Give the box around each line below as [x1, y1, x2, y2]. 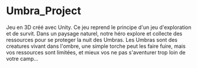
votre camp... [6, 55, 38, 62]
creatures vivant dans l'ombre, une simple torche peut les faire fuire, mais [6, 43, 186, 50]
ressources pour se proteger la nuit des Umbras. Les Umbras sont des [6, 36, 177, 43]
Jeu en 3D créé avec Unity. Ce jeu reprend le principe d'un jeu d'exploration [6, 24, 192, 31]
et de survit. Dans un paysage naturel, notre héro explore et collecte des [6, 30, 182, 37]
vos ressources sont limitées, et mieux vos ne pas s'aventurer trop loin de [6, 48, 186, 56]
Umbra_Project [6, 4, 82, 18]
